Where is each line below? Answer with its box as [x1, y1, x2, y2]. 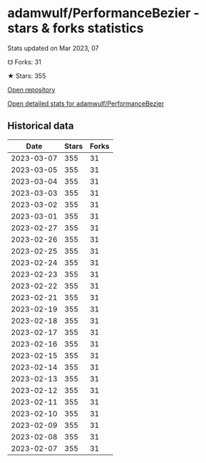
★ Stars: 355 [7, 71, 46, 80]
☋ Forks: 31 [7, 57, 41, 66]
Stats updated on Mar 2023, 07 [7, 44, 99, 52]
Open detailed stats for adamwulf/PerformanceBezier [7, 99, 165, 108]
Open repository [7, 85, 56, 94]
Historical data [7, 120, 74, 132]
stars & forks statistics [7, 20, 144, 36]
